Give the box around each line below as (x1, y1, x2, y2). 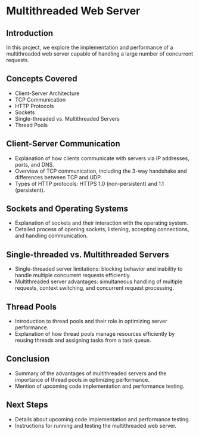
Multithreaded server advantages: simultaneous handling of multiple (14, 278, 183, 285)
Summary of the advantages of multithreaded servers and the (14, 369, 167, 377)
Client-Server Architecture (14, 90, 80, 97)
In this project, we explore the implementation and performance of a (6, 44, 173, 51)
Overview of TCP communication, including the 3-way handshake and (14, 167, 187, 174)
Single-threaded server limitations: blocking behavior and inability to (14, 265, 183, 272)
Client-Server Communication (6, 139, 120, 149)
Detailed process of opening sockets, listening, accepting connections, (14, 226, 189, 233)
